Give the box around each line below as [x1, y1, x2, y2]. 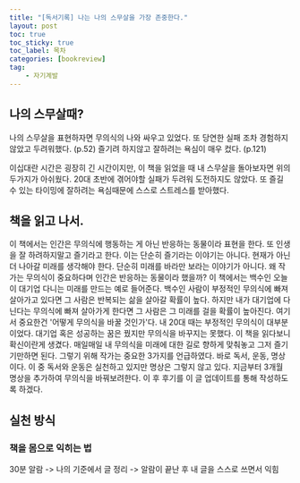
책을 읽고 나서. [9, 213, 84, 228]
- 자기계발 [25, 72, 58, 80]
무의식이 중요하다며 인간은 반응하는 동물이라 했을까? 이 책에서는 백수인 [25, 272, 271, 283]
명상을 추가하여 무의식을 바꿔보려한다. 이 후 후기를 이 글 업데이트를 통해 [9, 373, 258, 384]
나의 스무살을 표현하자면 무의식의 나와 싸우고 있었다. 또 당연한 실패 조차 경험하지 [9, 131, 289, 143]
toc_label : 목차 [9, 47, 66, 55]
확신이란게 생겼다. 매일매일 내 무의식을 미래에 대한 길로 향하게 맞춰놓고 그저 [9, 339, 272, 350]
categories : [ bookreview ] [9, 55, 106, 64]
